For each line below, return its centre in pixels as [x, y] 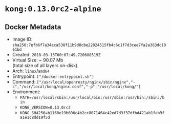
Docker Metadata [33, 27]
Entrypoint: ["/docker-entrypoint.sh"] [53, 76]
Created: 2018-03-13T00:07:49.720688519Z [56, 55]
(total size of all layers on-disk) [45, 65]
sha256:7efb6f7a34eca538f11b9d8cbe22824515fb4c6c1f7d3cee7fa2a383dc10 [89, 45]
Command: [24, 82]
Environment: [26, 92]
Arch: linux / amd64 [31, 71]
